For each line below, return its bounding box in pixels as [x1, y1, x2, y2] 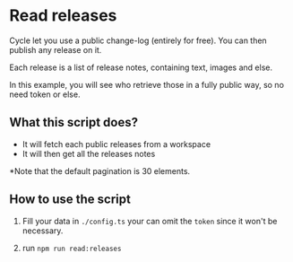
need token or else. [9, 89, 81, 100]
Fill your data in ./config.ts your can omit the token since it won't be [22, 215, 278, 226]
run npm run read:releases [22, 242, 122, 253]
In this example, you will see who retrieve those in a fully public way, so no [9, 79, 285, 90]
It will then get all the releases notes [22, 148, 156, 159]
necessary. [22, 225, 64, 236]
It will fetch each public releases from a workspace [22, 138, 211, 149]
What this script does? [9, 115, 139, 130]
